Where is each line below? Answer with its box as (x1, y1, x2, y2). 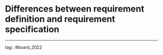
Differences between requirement (5, 3, 145, 14)
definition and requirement (5, 14, 115, 25)
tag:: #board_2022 (5, 44, 42, 50)
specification (5, 24, 60, 35)
